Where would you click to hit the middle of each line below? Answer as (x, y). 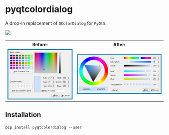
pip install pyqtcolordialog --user (44, 127)
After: (119, 45)
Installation (23, 115)
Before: (40, 45)
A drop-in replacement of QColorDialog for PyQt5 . (56, 23)
